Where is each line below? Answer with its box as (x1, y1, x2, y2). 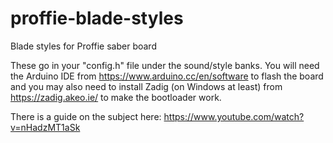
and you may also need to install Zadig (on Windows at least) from (10, 80, 283, 92)
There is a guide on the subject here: (10, 110, 162, 122)
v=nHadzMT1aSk (10, 121, 81, 133)
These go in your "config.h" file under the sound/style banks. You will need (10, 59, 320, 71)
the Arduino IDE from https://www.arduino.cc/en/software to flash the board (10, 70, 324, 82)
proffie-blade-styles (10, 7, 184, 30)
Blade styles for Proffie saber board (10, 40, 157, 52)
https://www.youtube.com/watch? (163, 110, 305, 122)
